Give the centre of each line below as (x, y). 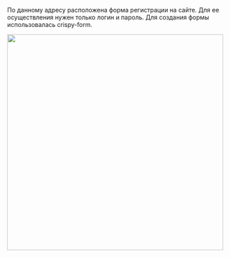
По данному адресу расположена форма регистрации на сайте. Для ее (113, 10)
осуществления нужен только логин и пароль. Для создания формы (108, 17)
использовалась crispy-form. (50, 25)
